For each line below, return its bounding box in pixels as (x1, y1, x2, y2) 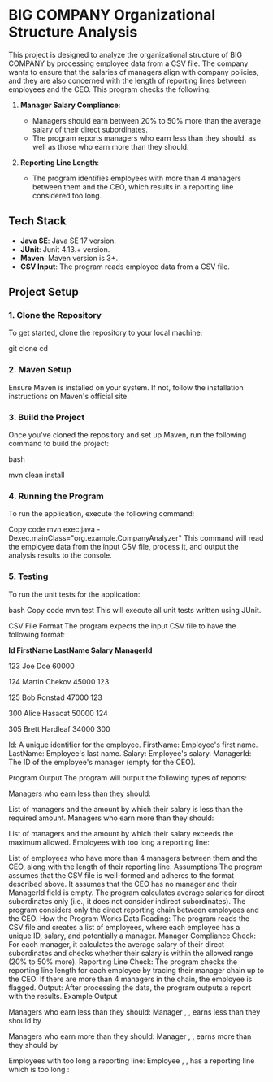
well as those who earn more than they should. (32, 141, 189, 151)
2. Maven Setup (8, 364, 71, 376)
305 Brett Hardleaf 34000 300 (8, 724, 111, 733)
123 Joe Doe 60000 (8, 661, 75, 671)
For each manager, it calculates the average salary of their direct (8, 939, 225, 949)
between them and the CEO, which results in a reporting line (32, 181, 234, 192)
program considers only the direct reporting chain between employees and (8, 905, 260, 915)
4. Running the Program (8, 490, 104, 502)
